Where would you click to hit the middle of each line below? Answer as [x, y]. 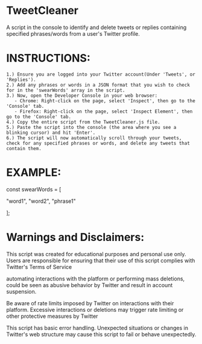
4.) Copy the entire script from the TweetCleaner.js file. [84, 122]
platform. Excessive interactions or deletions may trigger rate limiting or [95, 309]
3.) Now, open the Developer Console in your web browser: [82, 95]
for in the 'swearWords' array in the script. [66, 90]
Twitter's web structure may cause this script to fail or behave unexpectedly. [101, 334]
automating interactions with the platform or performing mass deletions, [96, 279]
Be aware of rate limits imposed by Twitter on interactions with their [90, 303]
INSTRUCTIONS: [48, 58]
